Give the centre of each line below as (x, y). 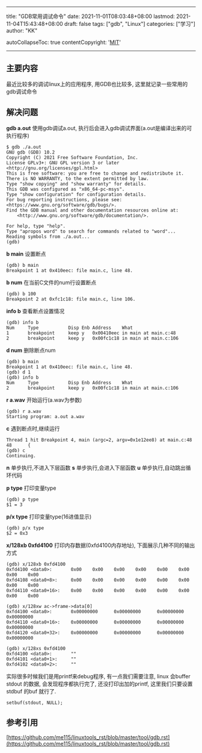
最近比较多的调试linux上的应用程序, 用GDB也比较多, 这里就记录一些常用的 (97, 84)
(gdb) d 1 (19, 372)
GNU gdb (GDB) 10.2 (31, 152)
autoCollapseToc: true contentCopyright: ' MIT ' (64, 42)
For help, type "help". (36, 226)
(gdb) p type (23, 499)
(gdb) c (16, 450)
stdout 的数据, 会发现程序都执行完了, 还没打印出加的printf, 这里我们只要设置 (99, 684)
